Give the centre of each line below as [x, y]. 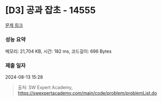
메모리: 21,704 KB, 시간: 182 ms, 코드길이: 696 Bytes [58, 51]
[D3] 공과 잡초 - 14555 [51, 10]
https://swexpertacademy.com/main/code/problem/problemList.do [87, 93]
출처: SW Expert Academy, [45, 87]
